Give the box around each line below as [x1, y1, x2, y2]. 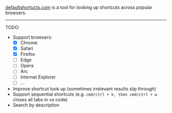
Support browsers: [12, 34, 53, 40]
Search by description [12, 102, 60, 108]
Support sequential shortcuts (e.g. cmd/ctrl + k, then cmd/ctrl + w [12, 91, 158, 97]
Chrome [20, 40, 37, 45]
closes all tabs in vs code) [12, 96, 68, 102]
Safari [20, 45, 33, 51]
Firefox [20, 51, 35, 58]
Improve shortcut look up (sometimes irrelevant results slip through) [12, 86, 156, 92]
